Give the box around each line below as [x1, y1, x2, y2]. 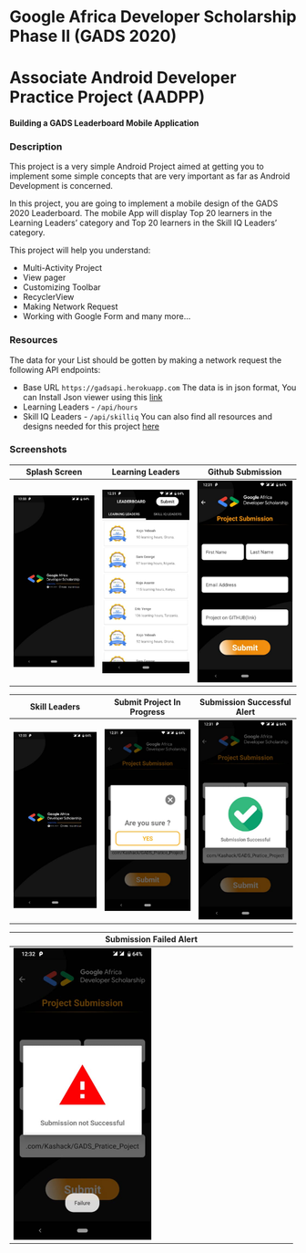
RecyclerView [22, 292, 75, 303]
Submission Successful [199, 696, 291, 708]
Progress [129, 706, 166, 717]
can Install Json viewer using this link [22, 391, 163, 402]
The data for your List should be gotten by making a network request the [9, 354, 282, 366]
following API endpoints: [9, 364, 101, 375]
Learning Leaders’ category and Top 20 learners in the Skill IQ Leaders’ [9, 217, 278, 229]
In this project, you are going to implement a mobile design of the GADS [9, 198, 279, 209]
